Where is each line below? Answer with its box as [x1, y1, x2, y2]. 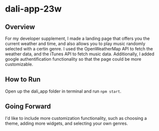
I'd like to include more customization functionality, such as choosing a [5, 115, 147, 121]
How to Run [5, 75, 41, 83]
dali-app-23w [5, 3, 62, 15]
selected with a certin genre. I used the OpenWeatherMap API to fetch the [5, 46, 153, 51]
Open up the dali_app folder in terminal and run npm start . [5, 88, 122, 94]
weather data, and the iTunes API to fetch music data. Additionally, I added [5, 51, 155, 57]
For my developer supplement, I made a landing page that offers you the [5, 35, 150, 41]
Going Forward [5, 102, 51, 111]
